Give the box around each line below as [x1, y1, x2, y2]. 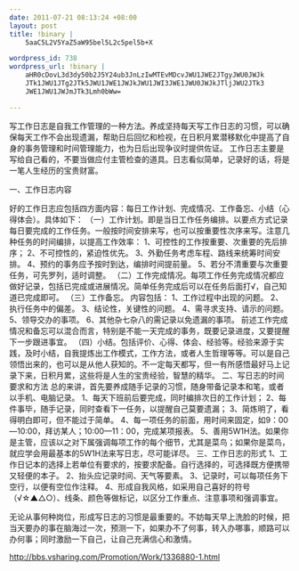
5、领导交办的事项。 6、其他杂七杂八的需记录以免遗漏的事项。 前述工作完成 [9, 314, 288, 325]
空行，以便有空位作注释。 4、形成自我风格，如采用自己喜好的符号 [9, 481, 251, 492]
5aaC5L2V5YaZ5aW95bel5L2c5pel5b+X [25, 37, 153, 47]
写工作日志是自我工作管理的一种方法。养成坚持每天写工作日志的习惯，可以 [9, 120, 282, 131]
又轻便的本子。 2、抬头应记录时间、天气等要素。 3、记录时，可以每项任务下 [9, 469, 289, 481]
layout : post [9, 21, 58, 30]
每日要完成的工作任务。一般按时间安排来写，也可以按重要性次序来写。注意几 [9, 224, 290, 236]
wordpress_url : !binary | [9, 62, 105, 71]
